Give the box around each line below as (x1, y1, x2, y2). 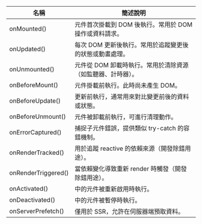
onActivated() (9, 184, 48, 193)
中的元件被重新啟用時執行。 (74, 185, 153, 193)
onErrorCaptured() (9, 129, 62, 136)
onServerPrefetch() (9, 207, 64, 215)
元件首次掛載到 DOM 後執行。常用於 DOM (74, 20, 193, 29)
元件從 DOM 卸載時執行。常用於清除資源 (74, 61, 189, 69)
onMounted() (9, 25, 47, 32)
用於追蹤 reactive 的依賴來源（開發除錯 (74, 144, 185, 153)
